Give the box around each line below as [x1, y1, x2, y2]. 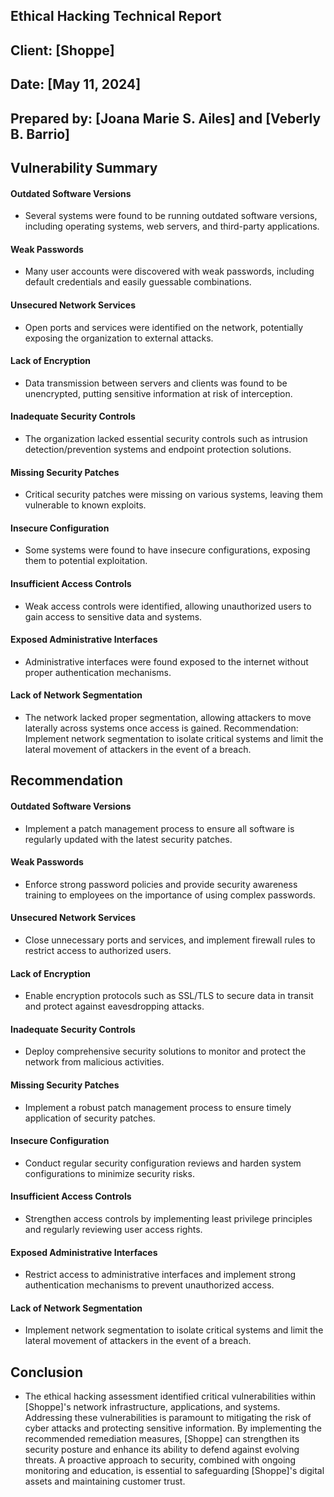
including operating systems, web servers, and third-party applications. [24, 220, 320, 233]
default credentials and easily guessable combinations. [24, 276, 252, 288]
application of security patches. [24, 1112, 156, 1124]
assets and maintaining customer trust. [24, 1475, 186, 1488]
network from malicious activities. [24, 1056, 165, 1068]
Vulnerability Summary [10, 159, 158, 176]
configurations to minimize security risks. [24, 1167, 195, 1179]
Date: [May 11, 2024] [10, 76, 142, 93]
